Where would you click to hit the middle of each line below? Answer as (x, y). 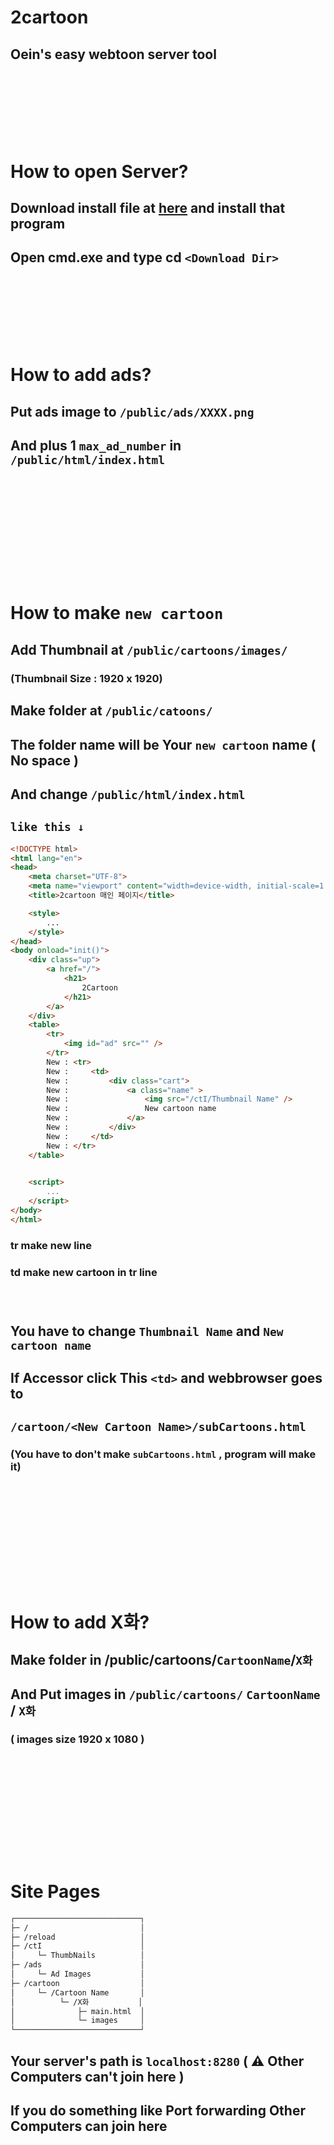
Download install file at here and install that (148, 207)
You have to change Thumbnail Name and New (147, 1331)
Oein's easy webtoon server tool (113, 54)
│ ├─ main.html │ (77, 2011)
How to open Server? (99, 171)
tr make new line (51, 1245)
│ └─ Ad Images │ (77, 1974)
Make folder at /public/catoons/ (111, 711)
